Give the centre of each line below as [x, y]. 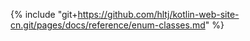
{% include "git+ [44, 14]
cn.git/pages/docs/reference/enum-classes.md [108, 25]
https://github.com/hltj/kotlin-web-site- [158, 14]
